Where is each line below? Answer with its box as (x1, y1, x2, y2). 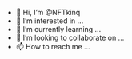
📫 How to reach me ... (15, 42, 90, 51)
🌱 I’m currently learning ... (15, 25, 102, 33)
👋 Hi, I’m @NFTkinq (15, 8, 81, 17)
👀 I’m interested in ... (15, 16, 84, 26)
